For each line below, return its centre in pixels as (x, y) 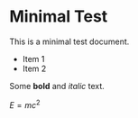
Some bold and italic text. (57, 86)
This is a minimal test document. (69, 41)
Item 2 (34, 68)
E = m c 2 (25, 104)
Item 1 (33, 59)
